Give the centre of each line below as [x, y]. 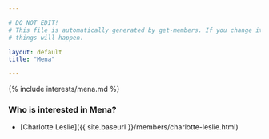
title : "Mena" [32, 60]
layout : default [35, 52]
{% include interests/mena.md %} [64, 89]
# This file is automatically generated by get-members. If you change [130, 30]
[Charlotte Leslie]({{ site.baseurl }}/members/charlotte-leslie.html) [129, 127]
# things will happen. [46, 38]
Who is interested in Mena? [62, 110]
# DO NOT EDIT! [34, 22]
